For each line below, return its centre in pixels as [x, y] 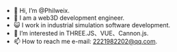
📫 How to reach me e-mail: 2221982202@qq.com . [85, 41]
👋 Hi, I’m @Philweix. [41, 11]
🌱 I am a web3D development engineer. [69, 18]
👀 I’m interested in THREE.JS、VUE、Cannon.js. [81, 33]
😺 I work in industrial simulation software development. [92, 25]
